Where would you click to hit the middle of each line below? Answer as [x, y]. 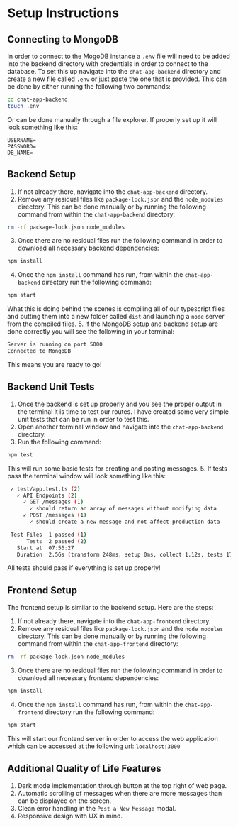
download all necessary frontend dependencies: [88, 678]
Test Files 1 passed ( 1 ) [49, 535]
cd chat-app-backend [38, 99]
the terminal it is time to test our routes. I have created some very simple [123, 411]
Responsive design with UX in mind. [70, 816]
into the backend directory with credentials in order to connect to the [108, 64]
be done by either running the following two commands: [89, 86]
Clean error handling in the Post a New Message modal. [97, 808]
